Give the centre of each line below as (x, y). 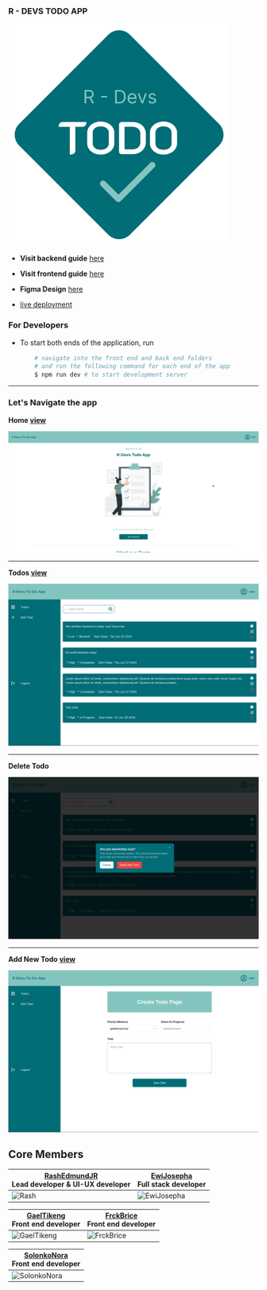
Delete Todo (29, 765)
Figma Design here (51, 289)
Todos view (28, 573)
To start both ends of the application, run (87, 343)
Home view (27, 420)
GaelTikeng (46, 1216)
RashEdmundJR (71, 1176)
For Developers (39, 325)
